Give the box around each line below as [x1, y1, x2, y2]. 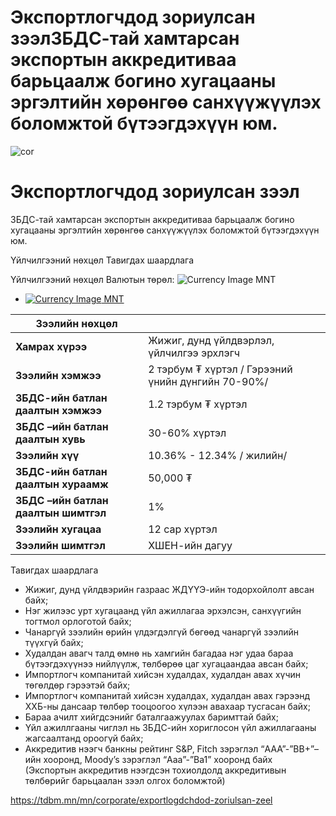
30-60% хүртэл [148, 426, 227, 440]
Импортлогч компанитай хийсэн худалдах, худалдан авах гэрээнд [24, 689, 311, 701]
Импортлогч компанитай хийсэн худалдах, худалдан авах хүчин [24, 668, 301, 680]
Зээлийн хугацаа [15, 522, 102, 536]
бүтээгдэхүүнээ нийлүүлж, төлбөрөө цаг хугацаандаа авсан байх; [24, 657, 309, 670]
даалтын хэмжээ [15, 403, 102, 417]
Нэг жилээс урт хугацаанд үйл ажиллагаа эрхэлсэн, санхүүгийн [24, 604, 302, 616]
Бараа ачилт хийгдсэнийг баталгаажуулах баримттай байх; [24, 711, 279, 723]
